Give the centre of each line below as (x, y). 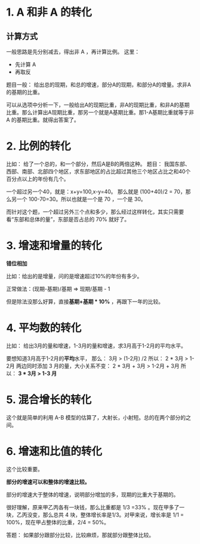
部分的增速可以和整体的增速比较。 (48, 482)
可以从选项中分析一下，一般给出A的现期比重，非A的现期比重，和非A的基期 (98, 105)
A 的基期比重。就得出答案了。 (43, 120)
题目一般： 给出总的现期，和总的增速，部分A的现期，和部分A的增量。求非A (99, 85)
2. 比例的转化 (39, 146)
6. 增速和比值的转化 (54, 451)
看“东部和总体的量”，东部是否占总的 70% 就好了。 (68, 219)
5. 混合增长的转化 (49, 400)
